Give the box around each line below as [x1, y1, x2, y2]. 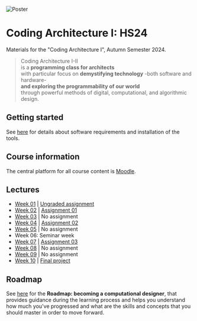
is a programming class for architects [20, 63, 115, 71]
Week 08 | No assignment [14, 244, 78, 252]
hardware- [20, 76, 47, 83]
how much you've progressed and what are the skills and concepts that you [6, 303, 191, 310]
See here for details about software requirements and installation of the [6, 128, 180, 135]
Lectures [6, 185, 40, 195]
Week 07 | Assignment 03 [14, 238, 78, 246]
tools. [6, 134, 20, 142]
